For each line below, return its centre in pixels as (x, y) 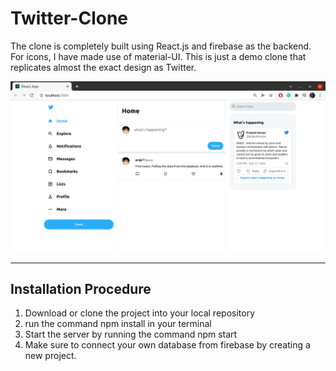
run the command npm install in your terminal (118, 324)
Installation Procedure (81, 289)
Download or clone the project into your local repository (140, 313)
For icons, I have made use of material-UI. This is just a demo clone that (158, 56)
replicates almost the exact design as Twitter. (103, 67)
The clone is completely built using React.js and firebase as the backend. (161, 46)
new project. (50, 356)
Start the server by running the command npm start (131, 334)
